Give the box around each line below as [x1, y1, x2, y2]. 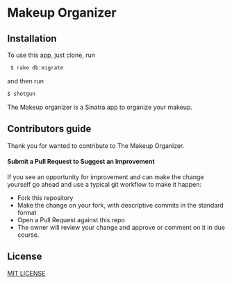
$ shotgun [7, 90, 36, 97]
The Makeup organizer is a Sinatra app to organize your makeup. [7, 103, 193, 111]
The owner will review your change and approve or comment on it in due [17, 223, 226, 231]
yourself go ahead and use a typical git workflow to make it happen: [7, 180, 201, 188]
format [17, 208, 37, 217]
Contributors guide [7, 123, 92, 135]
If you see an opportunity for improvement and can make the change [7, 172, 204, 181]
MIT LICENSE [7, 269, 46, 277]
